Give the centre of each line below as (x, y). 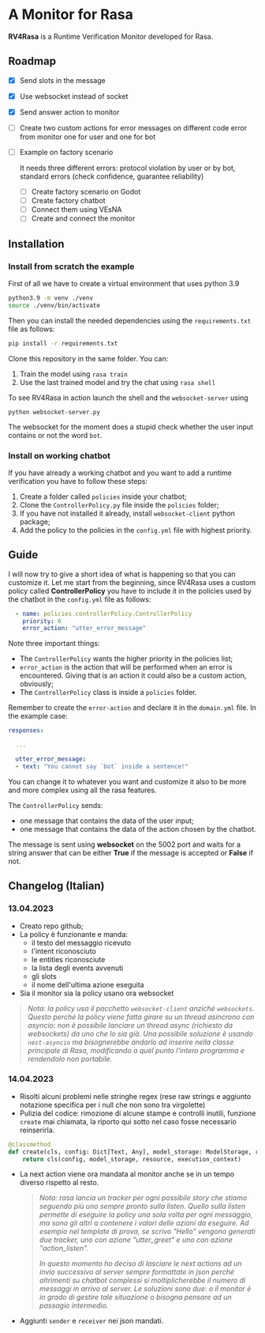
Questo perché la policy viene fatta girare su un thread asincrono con (141, 1017)
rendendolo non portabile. (70, 1059)
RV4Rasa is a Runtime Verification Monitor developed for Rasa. (111, 36)
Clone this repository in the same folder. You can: (88, 358)
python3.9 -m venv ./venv (50, 298)
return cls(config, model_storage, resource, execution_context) (132, 1159)
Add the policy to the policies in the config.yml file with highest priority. (136, 530)
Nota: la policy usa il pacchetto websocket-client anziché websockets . (141, 1008)
